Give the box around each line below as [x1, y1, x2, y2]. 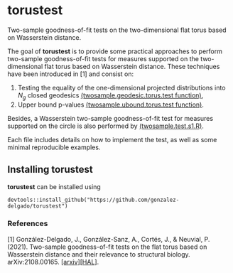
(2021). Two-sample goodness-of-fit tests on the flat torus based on [7, 242, 207, 251]
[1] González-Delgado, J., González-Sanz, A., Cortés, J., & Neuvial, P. [7, 235, 210, 243]
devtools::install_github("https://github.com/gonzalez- [7, 196, 180, 203]
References [7, 219, 48, 229]
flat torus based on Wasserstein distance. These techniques [44, 62, 220, 70]
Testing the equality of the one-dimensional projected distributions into [17, 83, 226, 92]
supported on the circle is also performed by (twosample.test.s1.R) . [7, 122, 204, 130]
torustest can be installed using [7, 182, 101, 191]
